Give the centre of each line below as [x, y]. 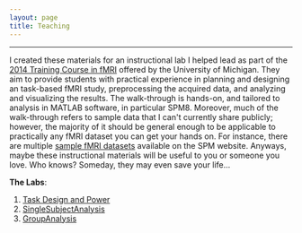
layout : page [34, 17]
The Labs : [28, 182]
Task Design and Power [66, 199]
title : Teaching [40, 26]
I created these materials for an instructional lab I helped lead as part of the [148, 60]
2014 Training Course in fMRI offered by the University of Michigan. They [145, 69]
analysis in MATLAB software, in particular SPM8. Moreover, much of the [144, 108]
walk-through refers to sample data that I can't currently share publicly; [141, 116]
